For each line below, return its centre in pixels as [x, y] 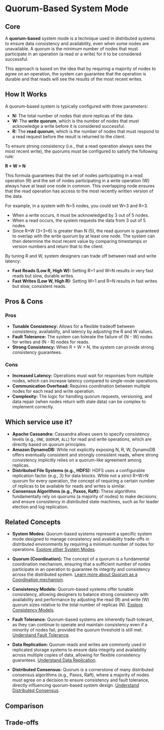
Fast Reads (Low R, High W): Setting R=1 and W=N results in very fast [83, 270]
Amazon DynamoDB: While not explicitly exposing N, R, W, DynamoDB [84, 449]
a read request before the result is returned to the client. [69, 136]
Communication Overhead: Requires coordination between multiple [81, 386]
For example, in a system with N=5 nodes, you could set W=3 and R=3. [77, 206]
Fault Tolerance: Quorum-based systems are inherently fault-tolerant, [83, 619]
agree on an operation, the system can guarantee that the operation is [76, 74]
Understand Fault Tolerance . [41, 635]
